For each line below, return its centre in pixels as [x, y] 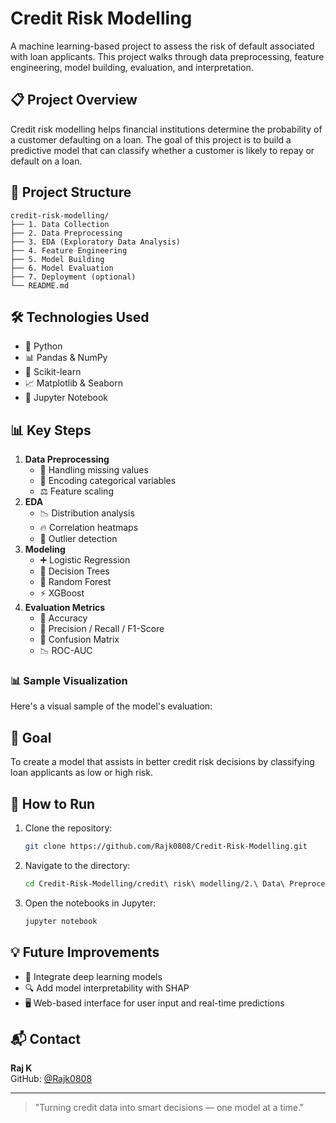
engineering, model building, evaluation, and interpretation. [132, 67]
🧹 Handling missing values [94, 470]
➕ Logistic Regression [85, 560]
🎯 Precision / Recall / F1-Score [102, 629]
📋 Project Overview [74, 100]
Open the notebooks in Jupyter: [90, 903]
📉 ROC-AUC [66, 651]
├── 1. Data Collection [60, 224]
